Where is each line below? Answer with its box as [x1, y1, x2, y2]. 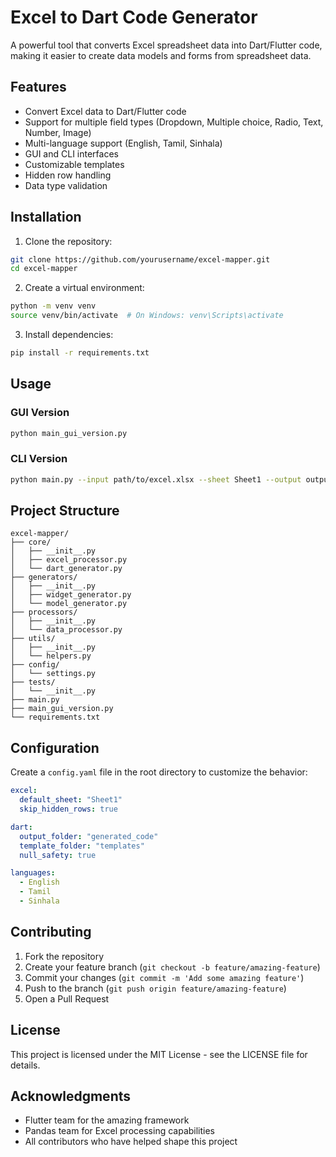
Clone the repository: [24, 235, 113, 247]
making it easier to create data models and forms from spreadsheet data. [10, 49, 312, 61]
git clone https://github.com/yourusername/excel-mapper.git [10, 254, 271, 265]
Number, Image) [24, 126, 92, 138]
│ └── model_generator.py [10, 599, 128, 609]
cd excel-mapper [10, 264, 78, 274]
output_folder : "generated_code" [19, 831, 159, 841]
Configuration [10, 739, 100, 756]
